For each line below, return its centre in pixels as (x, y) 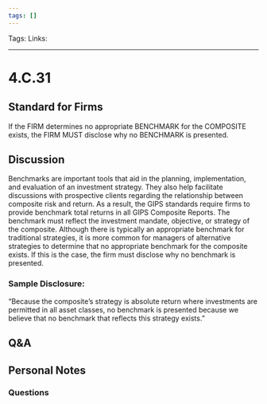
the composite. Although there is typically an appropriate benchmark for (126, 229)
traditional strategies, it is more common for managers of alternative (120, 238)
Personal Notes (47, 370)
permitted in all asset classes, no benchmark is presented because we (124, 309)
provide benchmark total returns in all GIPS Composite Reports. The (119, 212)
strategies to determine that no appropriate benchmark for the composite (128, 247)
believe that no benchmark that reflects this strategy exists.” (106, 318)
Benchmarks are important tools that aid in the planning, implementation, (127, 179)
